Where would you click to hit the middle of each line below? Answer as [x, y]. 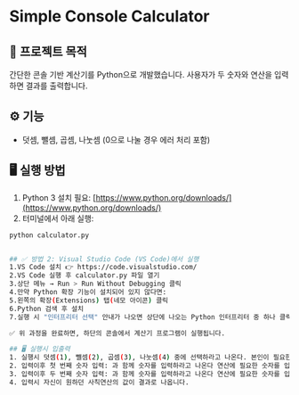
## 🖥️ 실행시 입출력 [40, 350]
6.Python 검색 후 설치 [47, 309]
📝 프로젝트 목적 [48, 51]
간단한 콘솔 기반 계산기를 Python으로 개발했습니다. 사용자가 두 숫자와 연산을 [141, 74]
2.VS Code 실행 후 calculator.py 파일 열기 [85, 276]
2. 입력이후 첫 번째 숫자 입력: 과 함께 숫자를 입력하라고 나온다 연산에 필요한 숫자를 [145, 366]
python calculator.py [49, 235]
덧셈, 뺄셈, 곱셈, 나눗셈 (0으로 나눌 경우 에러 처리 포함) [116, 139]
